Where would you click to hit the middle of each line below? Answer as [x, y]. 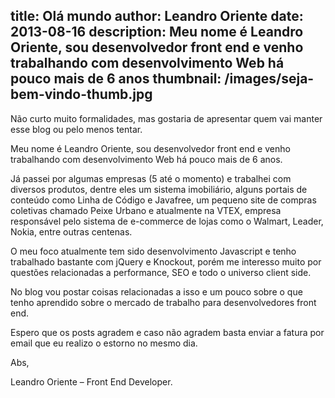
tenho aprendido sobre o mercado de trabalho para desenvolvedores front [163, 302]
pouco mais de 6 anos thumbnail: [116, 79]
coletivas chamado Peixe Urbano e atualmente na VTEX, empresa [146, 210]
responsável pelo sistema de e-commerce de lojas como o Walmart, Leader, [167, 221]
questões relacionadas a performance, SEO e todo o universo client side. [161, 272]
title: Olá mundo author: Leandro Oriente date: [157, 16]
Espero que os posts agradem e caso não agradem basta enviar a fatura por [167, 332]
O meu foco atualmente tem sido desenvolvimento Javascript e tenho [153, 251]
